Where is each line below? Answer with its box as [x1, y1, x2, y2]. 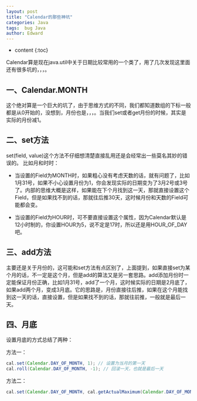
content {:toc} [14, 46, 49, 54]
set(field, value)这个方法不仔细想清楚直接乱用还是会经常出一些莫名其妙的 [6, 152, 183, 159]
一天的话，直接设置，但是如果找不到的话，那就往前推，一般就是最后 [16, 293, 181, 300]
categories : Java [6, 19, 49, 25]
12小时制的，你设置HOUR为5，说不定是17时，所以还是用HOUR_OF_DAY [14, 221, 188, 228]
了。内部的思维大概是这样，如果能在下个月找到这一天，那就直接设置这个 [14, 186, 189, 193]
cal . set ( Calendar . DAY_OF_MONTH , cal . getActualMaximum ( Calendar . [6, 389, 167, 395]
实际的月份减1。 [6, 116, 45, 123]
